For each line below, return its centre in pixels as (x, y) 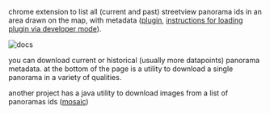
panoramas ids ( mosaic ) (49, 101)
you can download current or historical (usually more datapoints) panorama (134, 60)
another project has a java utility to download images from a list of (118, 93)
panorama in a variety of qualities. (65, 77)
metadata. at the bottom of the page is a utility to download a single (121, 69)
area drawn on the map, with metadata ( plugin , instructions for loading (126, 20)
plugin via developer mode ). (55, 29)
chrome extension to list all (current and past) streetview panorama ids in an (135, 12)
